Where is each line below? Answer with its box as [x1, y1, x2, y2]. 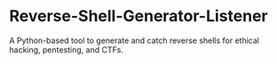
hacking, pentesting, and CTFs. [9, 44, 124, 54]
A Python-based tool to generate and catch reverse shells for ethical [9, 35, 260, 46]
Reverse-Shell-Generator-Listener [9, 6, 268, 26]
